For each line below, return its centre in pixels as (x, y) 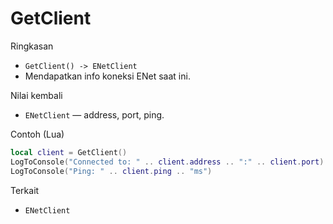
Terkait (25, 190)
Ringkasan (32, 46)
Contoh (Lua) (37, 134)
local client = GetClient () (69, 152)
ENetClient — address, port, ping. (94, 114)
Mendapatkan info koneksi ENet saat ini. (107, 76)
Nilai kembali (36, 95)
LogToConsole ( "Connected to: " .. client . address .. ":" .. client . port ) (167, 162)
